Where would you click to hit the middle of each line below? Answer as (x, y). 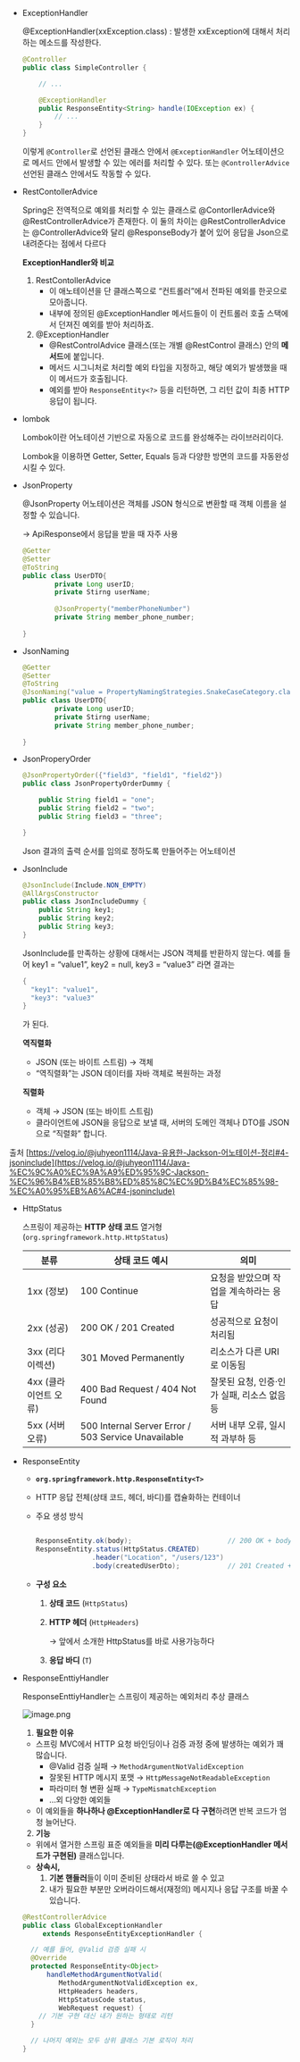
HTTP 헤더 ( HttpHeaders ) (94, 1622)
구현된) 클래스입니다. (88, 1855)
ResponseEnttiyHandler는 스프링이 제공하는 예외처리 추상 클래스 (136, 1696)
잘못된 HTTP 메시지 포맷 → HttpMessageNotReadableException (159, 1777)
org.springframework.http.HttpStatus (96, 1238)
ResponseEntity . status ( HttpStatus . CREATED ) (118, 1549)
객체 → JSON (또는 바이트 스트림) (94, 1111)
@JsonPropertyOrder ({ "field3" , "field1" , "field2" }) (122, 775)
